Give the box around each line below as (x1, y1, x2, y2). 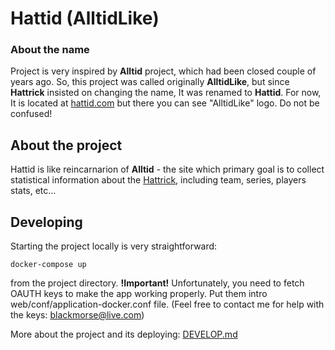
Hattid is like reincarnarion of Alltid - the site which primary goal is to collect (10, 163, 325, 176)
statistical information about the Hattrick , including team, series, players (10, 174, 307, 186)
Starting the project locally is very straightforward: (10, 240, 218, 252)
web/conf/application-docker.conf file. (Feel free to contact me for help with (10, 298, 325, 311)
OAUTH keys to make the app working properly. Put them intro (10, 288, 268, 300)
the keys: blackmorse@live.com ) (10, 309, 145, 321)
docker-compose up (10, 260, 87, 270)
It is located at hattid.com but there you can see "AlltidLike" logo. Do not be (10, 97, 320, 109)
